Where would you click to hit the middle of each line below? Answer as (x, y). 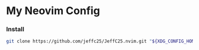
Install (15, 29)
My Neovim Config (53, 11)
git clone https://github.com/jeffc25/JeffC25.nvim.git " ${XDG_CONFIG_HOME (102, 41)
